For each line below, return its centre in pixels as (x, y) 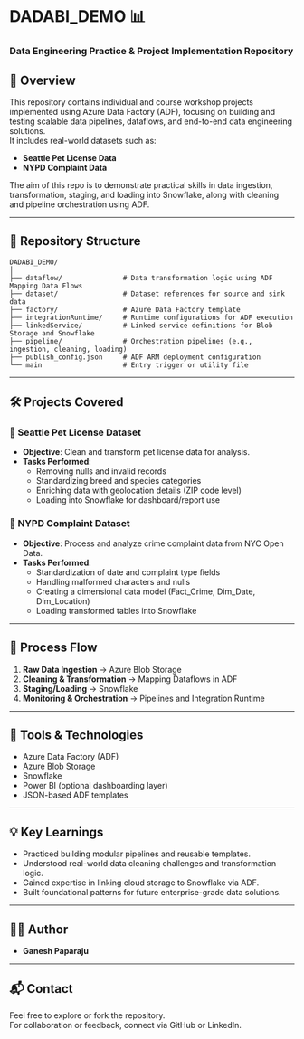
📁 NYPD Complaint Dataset (70, 524)
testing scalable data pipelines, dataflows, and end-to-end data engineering (151, 121)
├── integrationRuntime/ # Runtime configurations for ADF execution (152, 317)
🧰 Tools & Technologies (76, 735)
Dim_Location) (63, 600)
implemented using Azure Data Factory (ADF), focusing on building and (142, 111)
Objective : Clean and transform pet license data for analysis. (136, 452)
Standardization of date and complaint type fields (128, 572)
